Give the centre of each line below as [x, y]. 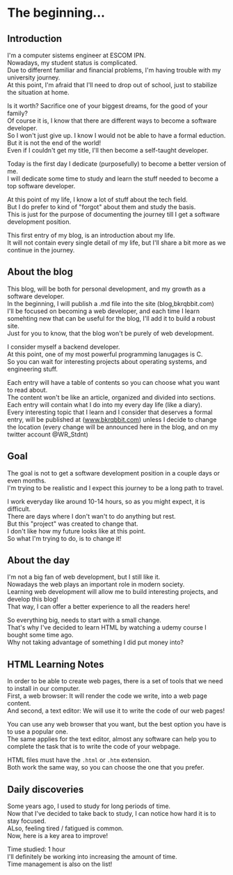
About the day [39, 560]
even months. [27, 480]
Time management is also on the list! [60, 864]
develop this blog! [33, 599]
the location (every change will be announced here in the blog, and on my [113, 427]
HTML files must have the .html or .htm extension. [79, 760]
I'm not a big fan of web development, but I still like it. [84, 577]
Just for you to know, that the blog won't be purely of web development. [111, 333]
